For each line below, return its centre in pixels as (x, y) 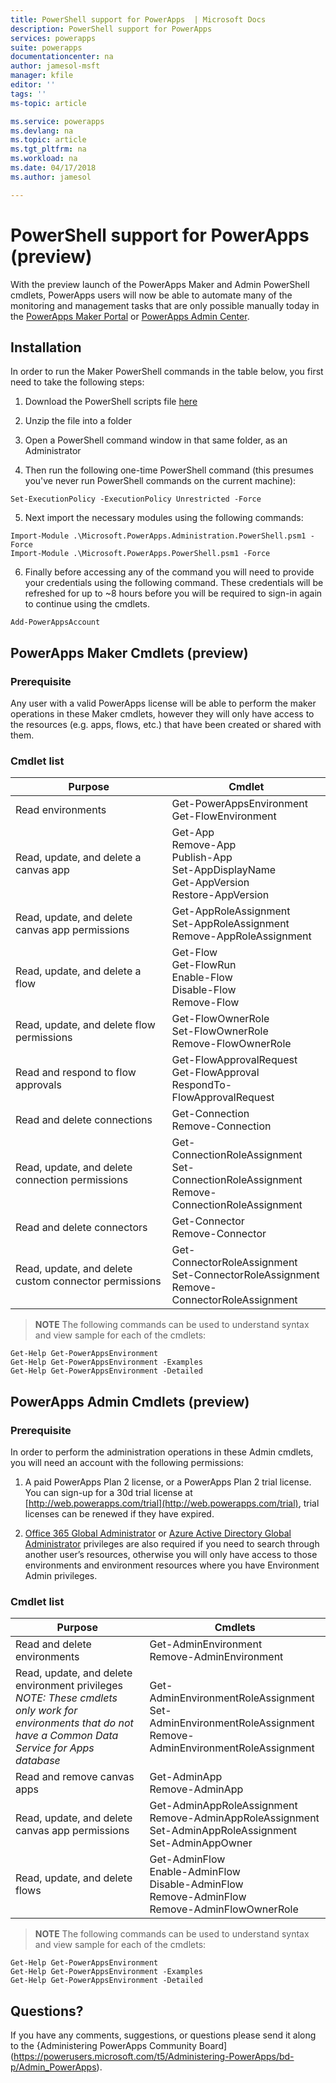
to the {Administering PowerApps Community (103, 2046)
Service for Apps (55, 1748)
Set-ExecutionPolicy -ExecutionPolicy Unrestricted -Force (136, 499)
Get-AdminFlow (187, 1859)
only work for (46, 1711)
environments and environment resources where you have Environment (172, 1565)
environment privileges (69, 1686)
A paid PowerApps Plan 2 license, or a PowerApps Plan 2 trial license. (168, 1482)
